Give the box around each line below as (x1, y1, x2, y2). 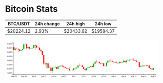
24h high (66, 21, 85, 27)
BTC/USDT (8, 21, 30, 27)
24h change (35, 21, 60, 27)
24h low (94, 21, 112, 27)
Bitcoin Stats (5, 3, 58, 15)
